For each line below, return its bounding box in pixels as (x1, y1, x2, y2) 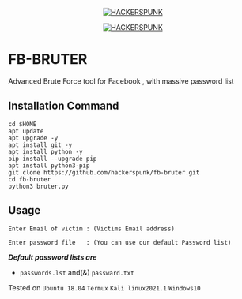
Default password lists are (8, 252, 97, 262)
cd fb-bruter (8, 175, 51, 183)
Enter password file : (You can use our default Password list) (8, 238, 232, 246)
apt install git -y (8, 140, 73, 149)
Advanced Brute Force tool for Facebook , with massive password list (8, 76, 235, 86)
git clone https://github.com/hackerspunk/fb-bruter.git (8, 168, 200, 177)
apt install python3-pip (8, 162, 90, 170)
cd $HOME (8, 120, 37, 128)
